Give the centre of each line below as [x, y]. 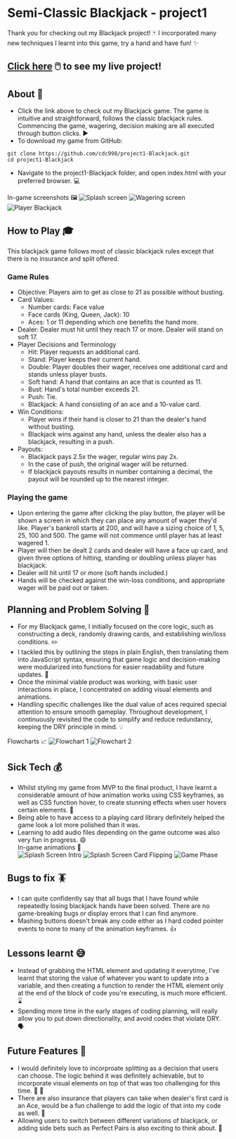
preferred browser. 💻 [49, 181]
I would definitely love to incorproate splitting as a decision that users [118, 1068]
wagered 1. [33, 543]
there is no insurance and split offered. [63, 258]
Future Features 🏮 [47, 1051]
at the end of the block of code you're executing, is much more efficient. [122, 993]
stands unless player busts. [67, 375]
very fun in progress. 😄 [52, 840]
